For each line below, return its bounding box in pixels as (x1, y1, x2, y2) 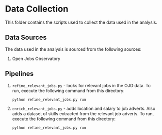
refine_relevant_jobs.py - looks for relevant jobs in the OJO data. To (12, 82, 151, 88)
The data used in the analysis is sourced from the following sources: (5, 46, 142, 52)
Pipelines (5, 70, 34, 78)
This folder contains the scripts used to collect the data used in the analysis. (5, 19, 158, 25)
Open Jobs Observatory (12, 56, 61, 61)
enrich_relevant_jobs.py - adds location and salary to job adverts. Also (12, 105, 156, 112)
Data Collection (5, 3, 69, 15)
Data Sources (5, 33, 47, 42)
